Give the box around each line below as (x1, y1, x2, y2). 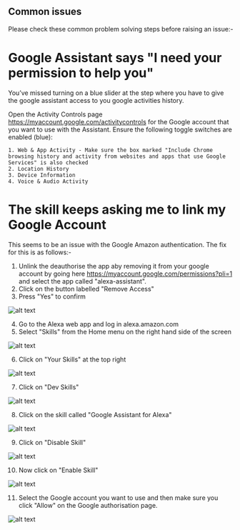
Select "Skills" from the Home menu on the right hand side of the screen (18, 327, 231, 336)
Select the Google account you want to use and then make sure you (18, 493, 219, 502)
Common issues (8, 6, 82, 18)
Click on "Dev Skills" (18, 382, 79, 391)
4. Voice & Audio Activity (8, 178, 89, 185)
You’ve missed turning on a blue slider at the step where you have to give (8, 89, 224, 97)
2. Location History (8, 165, 70, 172)
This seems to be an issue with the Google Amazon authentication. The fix (8, 240, 227, 249)
